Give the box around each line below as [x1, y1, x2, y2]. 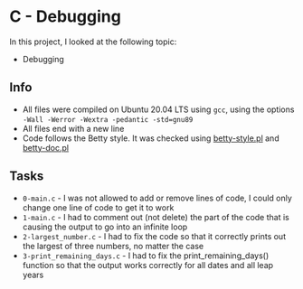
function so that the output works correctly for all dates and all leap [22, 259, 274, 270]
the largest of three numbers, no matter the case [22, 240, 204, 251]
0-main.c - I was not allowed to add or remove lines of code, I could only [22, 192, 292, 203]
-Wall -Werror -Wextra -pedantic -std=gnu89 [22, 115, 194, 124]
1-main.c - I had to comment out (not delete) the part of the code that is [22, 211, 289, 222]
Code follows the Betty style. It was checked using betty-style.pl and [22, 133, 279, 144]
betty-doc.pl [22, 142, 70, 153]
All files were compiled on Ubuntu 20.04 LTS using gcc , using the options [22, 104, 295, 115]
